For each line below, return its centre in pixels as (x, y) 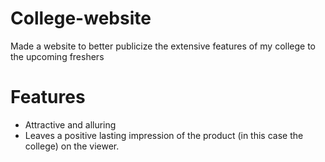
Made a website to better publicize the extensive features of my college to (163, 46)
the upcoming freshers (57, 56)
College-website (81, 18)
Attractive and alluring (70, 124)
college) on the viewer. (72, 146)
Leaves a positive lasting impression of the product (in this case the (164, 135)
